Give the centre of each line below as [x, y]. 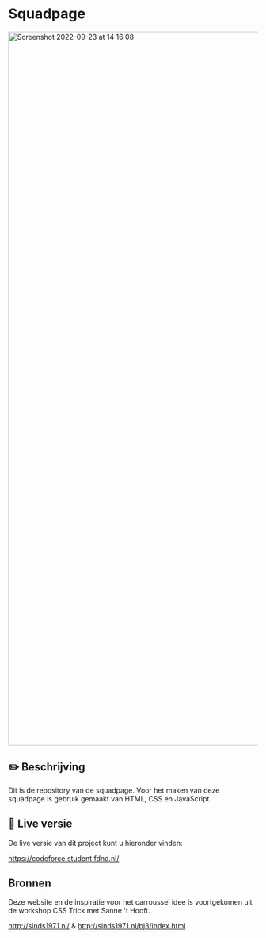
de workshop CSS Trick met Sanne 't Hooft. [79, 911]
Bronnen [30, 883]
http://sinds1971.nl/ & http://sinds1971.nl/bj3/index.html [97, 926]
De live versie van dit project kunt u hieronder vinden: [96, 843]
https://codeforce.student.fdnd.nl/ [64, 858]
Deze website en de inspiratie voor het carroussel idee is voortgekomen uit [130, 902]
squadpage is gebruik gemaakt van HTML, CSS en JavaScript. [110, 798]
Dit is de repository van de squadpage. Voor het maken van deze [114, 790]
